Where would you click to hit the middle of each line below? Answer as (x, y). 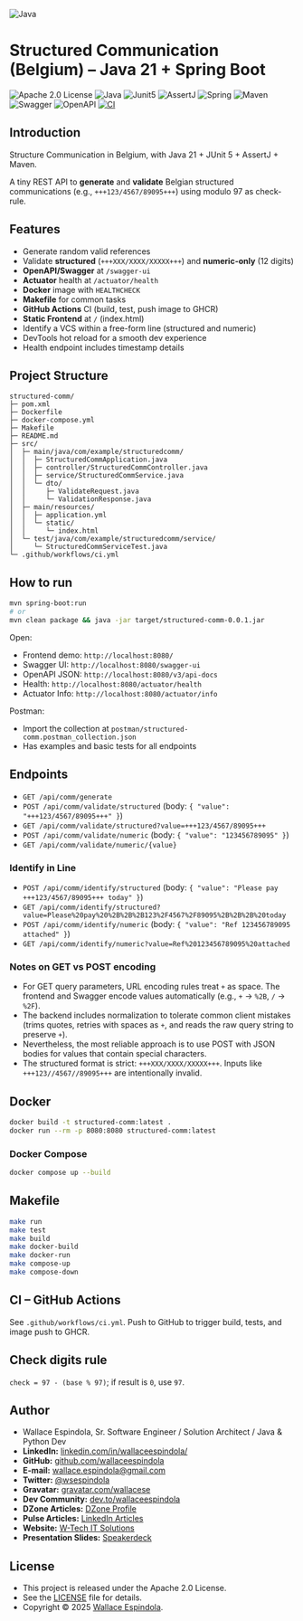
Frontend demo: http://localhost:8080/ (98, 655)
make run (26, 1221)
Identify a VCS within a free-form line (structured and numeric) (139, 328)
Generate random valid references (86, 251)
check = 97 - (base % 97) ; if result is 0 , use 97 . (97, 1382)
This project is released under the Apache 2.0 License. (124, 1588)
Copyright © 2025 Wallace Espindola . (93, 1607)
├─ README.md (34, 436)
